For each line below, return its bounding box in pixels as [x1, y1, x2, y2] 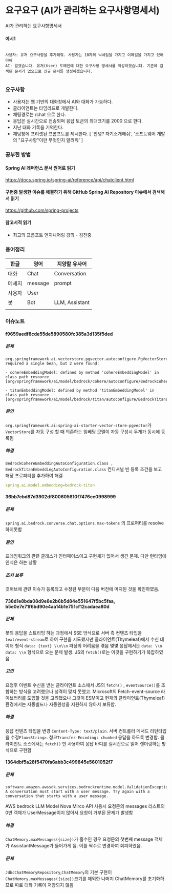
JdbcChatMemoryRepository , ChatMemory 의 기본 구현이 [5, 869, 112, 876]
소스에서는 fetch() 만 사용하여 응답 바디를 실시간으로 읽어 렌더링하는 [23, 740, 161, 746]
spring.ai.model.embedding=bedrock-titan [5, 482, 95, 488]
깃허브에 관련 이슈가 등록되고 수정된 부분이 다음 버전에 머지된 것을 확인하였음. [5, 586, 160, 592]
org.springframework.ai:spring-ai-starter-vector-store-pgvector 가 [5, 422, 152, 428]
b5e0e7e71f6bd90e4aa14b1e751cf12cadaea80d [5, 603, 110, 610]
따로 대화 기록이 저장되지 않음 [14, 882, 74, 888]
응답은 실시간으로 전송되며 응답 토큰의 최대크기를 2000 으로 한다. [12, 118, 143, 124]
